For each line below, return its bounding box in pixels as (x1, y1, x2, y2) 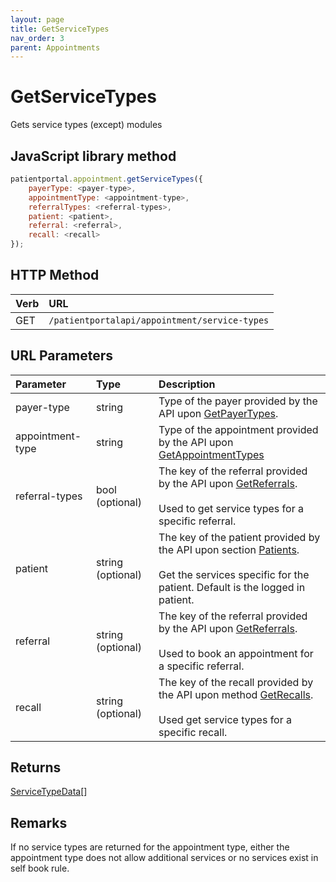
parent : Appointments (10, 42, 101, 53)
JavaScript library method (10, 147, 177, 165)
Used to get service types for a (158, 501, 304, 515)
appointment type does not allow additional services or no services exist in (10, 852, 319, 864)
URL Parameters (10, 347, 113, 365)
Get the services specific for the (158, 567, 310, 581)
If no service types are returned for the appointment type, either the (10, 841, 290, 853)
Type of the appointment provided (158, 422, 319, 436)
